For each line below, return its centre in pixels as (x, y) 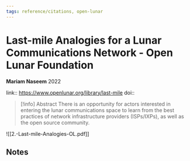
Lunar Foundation (50, 65)
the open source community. (55, 123)
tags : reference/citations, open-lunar (55, 11)
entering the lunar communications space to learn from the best (97, 110)
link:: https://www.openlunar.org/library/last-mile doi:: (70, 92)
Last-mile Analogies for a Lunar (84, 40)
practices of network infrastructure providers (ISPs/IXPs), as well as (102, 116)
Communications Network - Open (90, 52)
